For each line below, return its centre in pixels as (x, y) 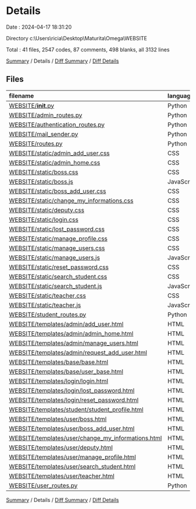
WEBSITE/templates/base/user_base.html (66, 371)
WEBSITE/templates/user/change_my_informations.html (85, 438)
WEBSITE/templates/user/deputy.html (61, 447)
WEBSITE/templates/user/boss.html (58, 419)
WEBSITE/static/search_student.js (56, 286)
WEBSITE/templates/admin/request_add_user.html (78, 352)
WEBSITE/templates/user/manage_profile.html (72, 457)
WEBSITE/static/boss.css (44, 172)
